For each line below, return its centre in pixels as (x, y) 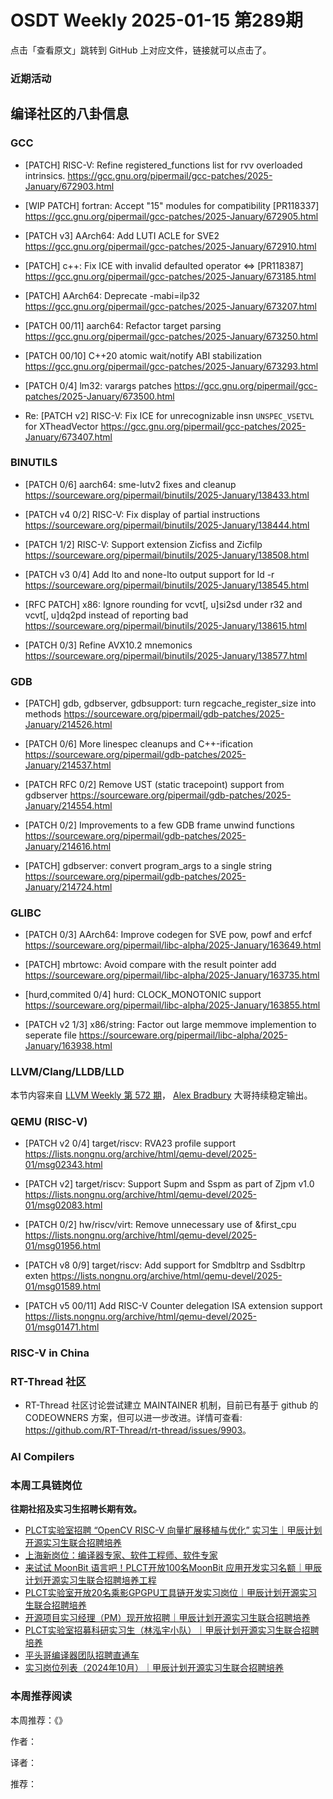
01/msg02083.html (63, 1205)
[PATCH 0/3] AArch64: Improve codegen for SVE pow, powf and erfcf (168, 935)
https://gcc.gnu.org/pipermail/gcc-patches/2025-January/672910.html (170, 246)
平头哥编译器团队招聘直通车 (82, 1655)
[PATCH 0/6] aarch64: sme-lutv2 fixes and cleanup (130, 484)
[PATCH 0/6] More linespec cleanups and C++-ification (138, 744)
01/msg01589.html (62, 1287)
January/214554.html (68, 806)
